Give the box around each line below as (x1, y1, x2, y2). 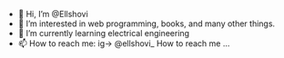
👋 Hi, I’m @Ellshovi (17, 9, 88, 19)
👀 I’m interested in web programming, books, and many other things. (17, 18, 276, 29)
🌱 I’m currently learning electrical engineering (17, 28, 189, 38)
